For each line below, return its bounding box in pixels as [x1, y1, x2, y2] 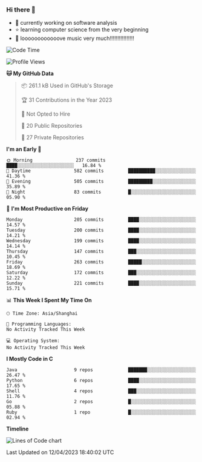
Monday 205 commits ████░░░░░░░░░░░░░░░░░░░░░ [6, 217, 197, 223]
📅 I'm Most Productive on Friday [6, 205, 89, 213]
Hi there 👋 [6, 5, 36, 14]
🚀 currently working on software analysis [15, 19, 117, 27]
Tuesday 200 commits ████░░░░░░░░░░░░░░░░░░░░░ [6, 227, 197, 234]
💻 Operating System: [6, 338, 60, 344]
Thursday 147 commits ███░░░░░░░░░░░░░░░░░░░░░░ [6, 248, 197, 255]
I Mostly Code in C [6, 355, 53, 363]
